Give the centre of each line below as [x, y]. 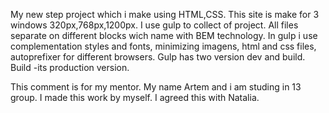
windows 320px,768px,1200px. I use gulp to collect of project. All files [154, 25]
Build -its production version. [70, 67]
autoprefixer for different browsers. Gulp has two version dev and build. [158, 57]
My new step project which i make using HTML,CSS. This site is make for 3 [165, 14]
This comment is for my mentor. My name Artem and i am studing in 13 [156, 87]
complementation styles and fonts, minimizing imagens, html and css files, [163, 46]
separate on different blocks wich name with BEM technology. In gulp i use [164, 35]
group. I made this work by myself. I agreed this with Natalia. [135, 97]
